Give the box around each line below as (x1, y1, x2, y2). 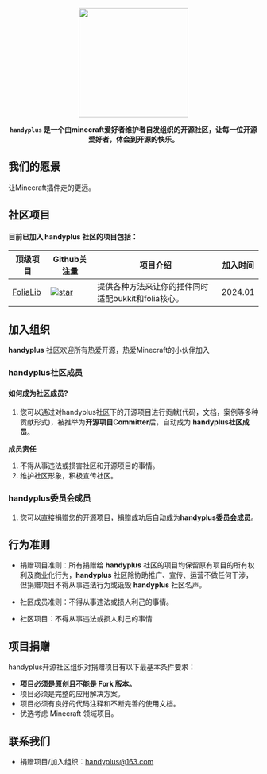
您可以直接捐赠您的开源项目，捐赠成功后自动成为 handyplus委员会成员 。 (19, 513, 258, 522)
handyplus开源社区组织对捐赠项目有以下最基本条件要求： (8, 662, 196, 671)
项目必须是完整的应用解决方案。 (19, 689, 125, 699)
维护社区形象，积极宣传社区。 (19, 471, 118, 481)
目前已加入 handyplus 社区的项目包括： (8, 231, 138, 242)
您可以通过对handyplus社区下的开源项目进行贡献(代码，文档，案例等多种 (19, 408, 259, 417)
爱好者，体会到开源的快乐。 (88, 135, 179, 144)
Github (52, 254, 79, 265)
